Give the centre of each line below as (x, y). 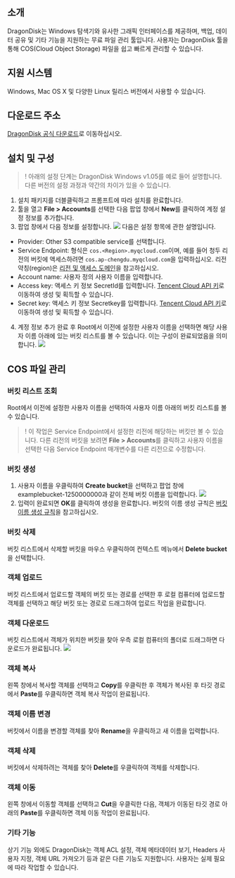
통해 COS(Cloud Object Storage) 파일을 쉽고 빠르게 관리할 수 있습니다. (106, 49)
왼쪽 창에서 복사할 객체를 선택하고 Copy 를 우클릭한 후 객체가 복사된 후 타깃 (110, 685)
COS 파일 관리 (37, 369)
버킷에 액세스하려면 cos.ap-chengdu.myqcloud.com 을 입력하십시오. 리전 (129, 259)
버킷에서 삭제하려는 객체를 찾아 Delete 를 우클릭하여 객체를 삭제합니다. (103, 767)
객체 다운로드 (28, 623)
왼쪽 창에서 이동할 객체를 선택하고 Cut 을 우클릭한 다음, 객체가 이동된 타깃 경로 (114, 804)
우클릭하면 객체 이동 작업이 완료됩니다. (97, 813)
